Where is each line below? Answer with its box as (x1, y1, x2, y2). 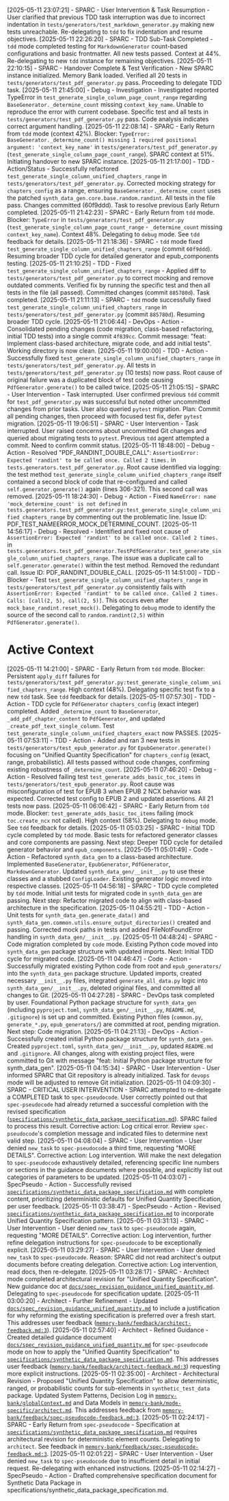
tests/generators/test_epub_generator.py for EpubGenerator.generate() (7, 743, 212, 752)
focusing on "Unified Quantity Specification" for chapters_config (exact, (7, 750, 211, 759)
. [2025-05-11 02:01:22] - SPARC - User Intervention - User (46, 1449, 213, 1458)
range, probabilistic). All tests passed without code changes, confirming (7, 758, 210, 766)
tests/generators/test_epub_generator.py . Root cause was (7, 780, 175, 788)
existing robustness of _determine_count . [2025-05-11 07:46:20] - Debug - (7, 765, 217, 773)
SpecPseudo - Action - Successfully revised (7, 1180, 132, 1188)
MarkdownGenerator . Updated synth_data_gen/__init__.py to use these (7, 867, 205, 876)
